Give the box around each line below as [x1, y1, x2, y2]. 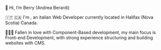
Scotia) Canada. [5, 20, 38, 26]
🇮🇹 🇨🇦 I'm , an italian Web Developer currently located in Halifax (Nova [5, 14, 154, 20]
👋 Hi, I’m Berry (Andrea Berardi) [5, 5, 70, 10]
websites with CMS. [5, 40, 46, 46]
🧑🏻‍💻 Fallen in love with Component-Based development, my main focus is [5, 30, 156, 35]
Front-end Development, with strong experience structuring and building [5, 35, 154, 41]
